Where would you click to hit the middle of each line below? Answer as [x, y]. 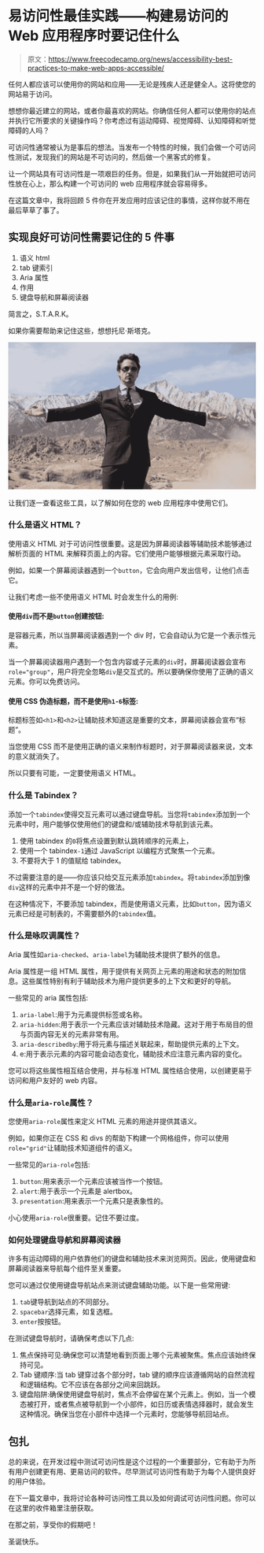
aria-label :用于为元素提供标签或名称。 [83, 1014]
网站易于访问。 [32, 94]
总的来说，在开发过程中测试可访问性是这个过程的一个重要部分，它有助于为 [128, 1462]
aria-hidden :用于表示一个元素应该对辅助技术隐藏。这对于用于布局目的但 [136, 1024]
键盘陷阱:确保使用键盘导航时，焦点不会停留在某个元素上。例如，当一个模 [137, 1395]
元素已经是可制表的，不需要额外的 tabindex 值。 [84, 913]
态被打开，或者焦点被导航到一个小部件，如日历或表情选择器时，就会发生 [136, 1404]
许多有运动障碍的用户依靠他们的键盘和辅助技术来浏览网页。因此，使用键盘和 [132, 1259]
